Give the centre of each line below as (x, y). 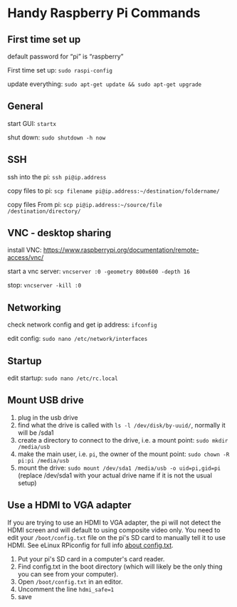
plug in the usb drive (48, 417)
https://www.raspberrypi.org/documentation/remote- (121, 250)
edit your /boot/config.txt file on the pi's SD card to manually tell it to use (117, 537)
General (26, 106)
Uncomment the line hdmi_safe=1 (66, 589)
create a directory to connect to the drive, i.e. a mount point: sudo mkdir (123, 440)
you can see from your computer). (68, 574)
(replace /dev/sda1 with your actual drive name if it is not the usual (115, 475)
